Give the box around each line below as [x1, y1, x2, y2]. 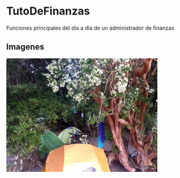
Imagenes [6, 42, 45, 52]
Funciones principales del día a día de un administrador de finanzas [6, 24, 175, 31]
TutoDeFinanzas [6, 4, 91, 18]
